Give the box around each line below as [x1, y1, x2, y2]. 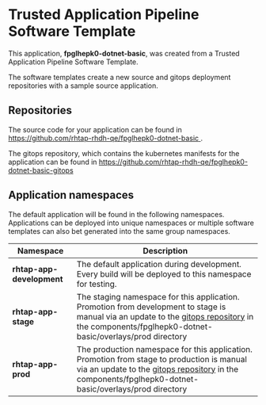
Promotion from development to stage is [76, 301, 226, 312]
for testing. [76, 278, 117, 289]
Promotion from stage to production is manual [76, 353, 248, 365]
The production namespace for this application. [76, 343, 253, 354]
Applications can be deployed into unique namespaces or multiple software [8, 218, 255, 227]
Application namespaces [8, 189, 135, 202]
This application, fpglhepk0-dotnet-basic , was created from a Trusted [8, 48, 240, 58]
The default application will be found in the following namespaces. [8, 209, 225, 219]
